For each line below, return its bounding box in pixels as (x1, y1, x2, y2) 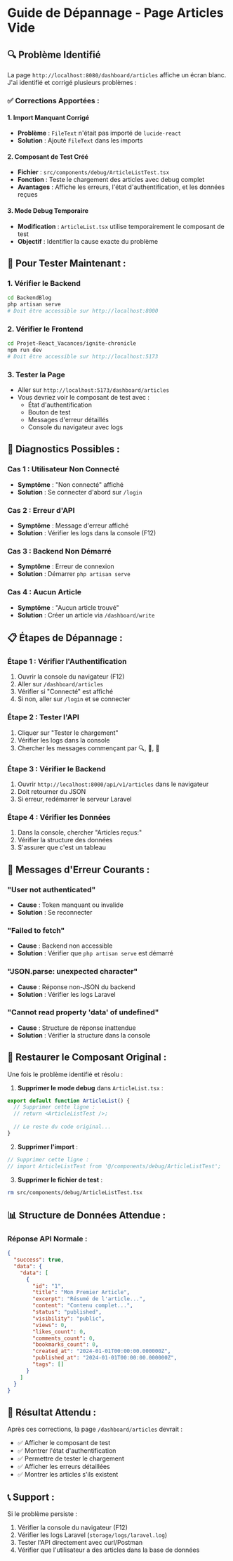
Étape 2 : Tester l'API (7, 712, 79, 722)
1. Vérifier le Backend (7, 278, 81, 288)
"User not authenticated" (7, 884, 96, 894)
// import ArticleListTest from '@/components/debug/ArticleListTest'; (7, 1163, 221, 1170)
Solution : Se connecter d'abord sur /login (17, 488, 142, 496)
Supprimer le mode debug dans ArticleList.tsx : (17, 1083, 164, 1092)
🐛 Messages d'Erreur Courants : (7, 863, 150, 875)
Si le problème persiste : (7, 1510, 78, 1518)
